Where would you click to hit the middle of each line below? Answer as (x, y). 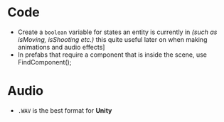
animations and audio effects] (61, 47)
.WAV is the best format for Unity (65, 110)
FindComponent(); (44, 62)
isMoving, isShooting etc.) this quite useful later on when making (112, 39)
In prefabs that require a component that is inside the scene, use (112, 55)
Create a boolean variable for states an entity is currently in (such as (117, 32)
